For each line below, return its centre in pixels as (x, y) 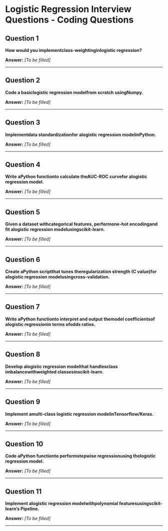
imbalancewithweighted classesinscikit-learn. (54, 371)
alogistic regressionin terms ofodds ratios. (50, 324)
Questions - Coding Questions (69, 20)
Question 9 (23, 402)
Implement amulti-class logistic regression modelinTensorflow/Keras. (79, 414)
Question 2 (23, 80)
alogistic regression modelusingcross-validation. (57, 277)
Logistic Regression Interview (68, 9)
